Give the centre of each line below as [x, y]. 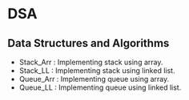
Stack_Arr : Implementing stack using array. [91, 62]
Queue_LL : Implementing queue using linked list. [100, 87]
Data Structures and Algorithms [88, 43]
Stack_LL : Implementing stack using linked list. [97, 71]
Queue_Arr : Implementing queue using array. [94, 79]
